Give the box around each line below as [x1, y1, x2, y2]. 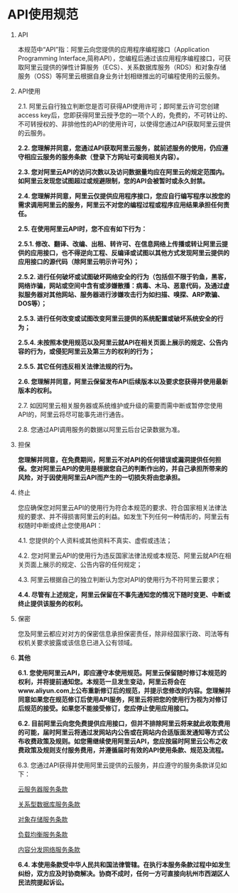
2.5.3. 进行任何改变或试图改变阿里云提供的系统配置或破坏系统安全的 [17, 314, 218, 323]
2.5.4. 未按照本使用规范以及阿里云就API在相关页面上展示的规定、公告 [17, 338, 222, 347]
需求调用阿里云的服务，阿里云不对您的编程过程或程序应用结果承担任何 [17, 200, 224, 209]
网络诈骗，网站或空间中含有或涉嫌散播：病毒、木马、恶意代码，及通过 [17, 281, 224, 290]
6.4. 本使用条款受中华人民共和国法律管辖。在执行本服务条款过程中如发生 [17, 860, 231, 869]
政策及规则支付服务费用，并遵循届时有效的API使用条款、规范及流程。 [23, 745, 228, 754]
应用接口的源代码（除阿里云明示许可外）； [17, 257, 140, 266]
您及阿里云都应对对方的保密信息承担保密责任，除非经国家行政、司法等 [17, 629, 224, 638]
